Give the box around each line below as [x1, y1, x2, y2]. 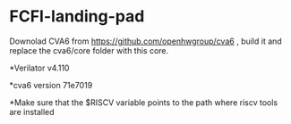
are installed [9, 106, 56, 117]
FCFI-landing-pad [9, 6, 145, 27]
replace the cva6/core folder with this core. [9, 45, 169, 55]
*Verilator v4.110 [9, 62, 70, 73]
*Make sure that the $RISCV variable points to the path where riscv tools [9, 96, 278, 108]
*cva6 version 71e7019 [9, 79, 93, 90]
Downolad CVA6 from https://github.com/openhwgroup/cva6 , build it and [9, 36, 282, 46]
